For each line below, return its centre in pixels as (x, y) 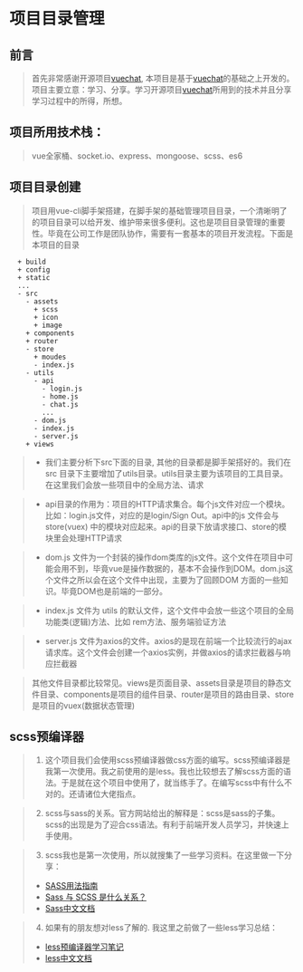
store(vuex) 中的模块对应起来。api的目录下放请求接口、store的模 (166, 526)
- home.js (60, 396)
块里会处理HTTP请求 (84, 538)
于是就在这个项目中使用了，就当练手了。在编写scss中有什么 (173, 783)
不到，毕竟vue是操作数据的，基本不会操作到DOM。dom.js (177, 568)
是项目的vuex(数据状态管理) (83, 705)
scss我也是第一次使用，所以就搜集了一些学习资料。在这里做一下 (165, 855)
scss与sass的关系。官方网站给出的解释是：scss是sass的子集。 (162, 813)
